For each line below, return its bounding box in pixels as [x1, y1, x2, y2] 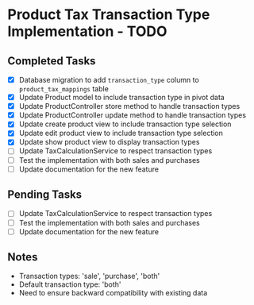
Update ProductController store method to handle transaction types [18, 102, 241, 111]
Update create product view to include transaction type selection [18, 119, 232, 129]
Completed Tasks [7, 54, 96, 68]
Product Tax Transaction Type [7, 6, 210, 24]
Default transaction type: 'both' [18, 280, 121, 289]
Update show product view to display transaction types [18, 137, 200, 147]
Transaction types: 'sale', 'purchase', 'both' [18, 272, 160, 281]
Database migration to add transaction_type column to [18, 75, 199, 84]
